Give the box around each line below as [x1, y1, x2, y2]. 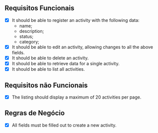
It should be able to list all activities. [11, 66, 85, 72]
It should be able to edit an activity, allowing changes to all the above [11, 44, 154, 50]
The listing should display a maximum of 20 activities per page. [11, 94, 142, 100]
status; [19, 33, 33, 39]
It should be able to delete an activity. [11, 55, 89, 61]
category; [19, 38, 39, 44]
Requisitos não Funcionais [4, 81, 88, 89]
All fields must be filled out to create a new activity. [11, 122, 117, 128]
